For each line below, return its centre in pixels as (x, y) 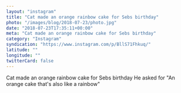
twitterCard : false (30, 61)
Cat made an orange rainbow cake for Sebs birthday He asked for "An (90, 78)
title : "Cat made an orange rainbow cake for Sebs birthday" (83, 17)
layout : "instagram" (31, 11)
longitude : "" (24, 55)
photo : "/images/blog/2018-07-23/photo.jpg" (61, 22)
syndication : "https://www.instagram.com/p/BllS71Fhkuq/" (78, 45)
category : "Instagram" (34, 39)
